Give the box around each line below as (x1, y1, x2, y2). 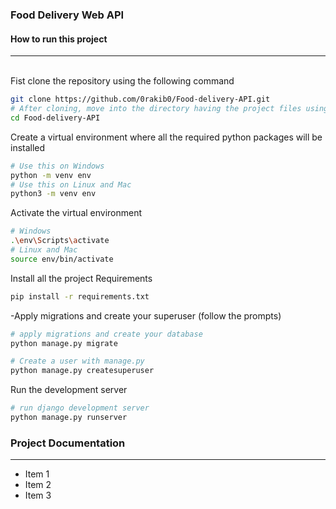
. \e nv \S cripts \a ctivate (10, 236, 110, 246)
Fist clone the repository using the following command (10, 75, 235, 87)
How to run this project (10, 33, 108, 45)
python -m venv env (10, 170, 92, 180)
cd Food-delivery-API (10, 113, 101, 123)
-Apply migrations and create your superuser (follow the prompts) (10, 309, 282, 322)
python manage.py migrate (10, 338, 118, 348)
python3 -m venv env (10, 189, 97, 199)
